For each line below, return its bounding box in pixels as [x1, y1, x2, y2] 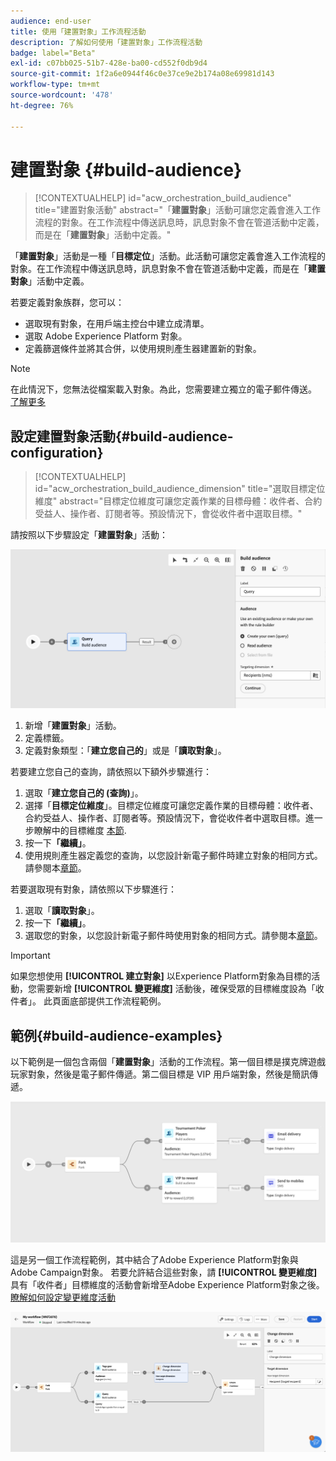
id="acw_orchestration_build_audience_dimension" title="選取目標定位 [34, 483, 326, 495]
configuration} [10, 444, 104, 461]
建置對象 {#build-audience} [10, 158, 243, 181]
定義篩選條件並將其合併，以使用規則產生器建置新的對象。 [24, 343, 262, 355]
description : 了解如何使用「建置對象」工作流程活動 [10, 37, 203, 47]
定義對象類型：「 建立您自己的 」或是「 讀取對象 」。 [24, 745, 227, 757]
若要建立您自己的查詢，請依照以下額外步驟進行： [10, 766, 212, 778]
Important [10, 950, 51, 962]
